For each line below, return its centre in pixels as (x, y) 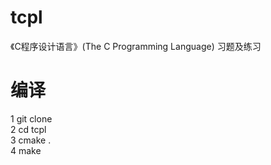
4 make (26, 150)
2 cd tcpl (28, 129)
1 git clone (31, 118)
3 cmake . (31, 140)
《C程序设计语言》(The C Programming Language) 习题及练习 (136, 46)
